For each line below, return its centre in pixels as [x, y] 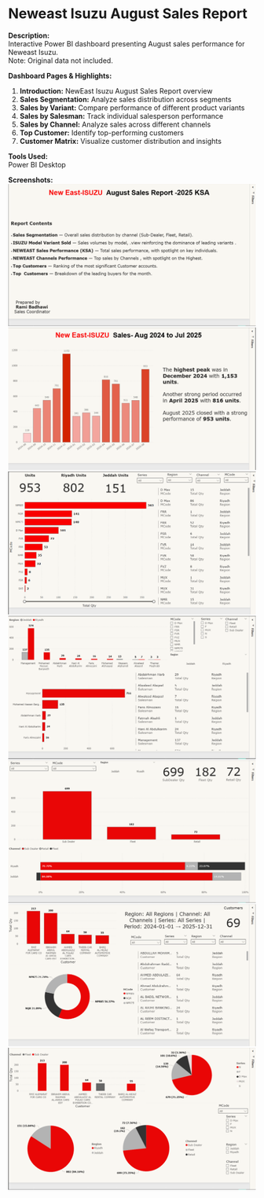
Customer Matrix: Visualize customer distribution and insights [121, 141]
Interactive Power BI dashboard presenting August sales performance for [126, 43]
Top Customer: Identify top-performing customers [102, 132]
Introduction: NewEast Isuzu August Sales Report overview [116, 90]
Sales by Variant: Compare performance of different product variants [132, 108]
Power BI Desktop [37, 164]
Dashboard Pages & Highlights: [60, 75]
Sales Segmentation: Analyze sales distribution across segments [125, 99]
